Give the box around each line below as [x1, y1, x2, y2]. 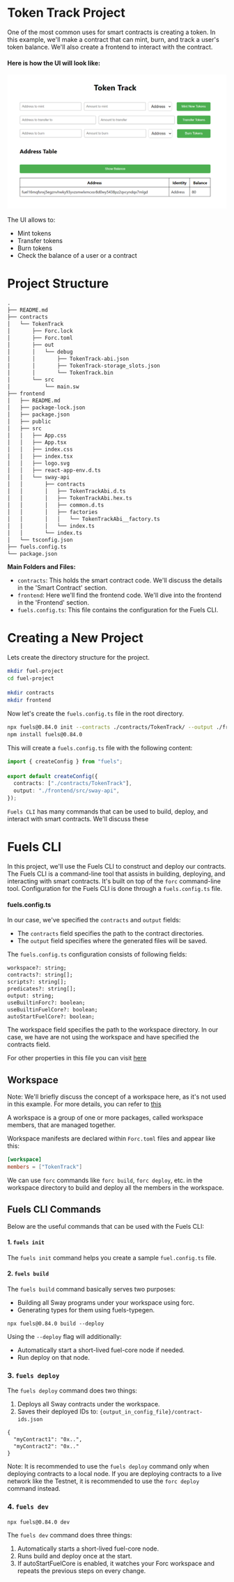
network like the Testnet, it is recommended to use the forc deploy [7, 1477, 200, 1485]
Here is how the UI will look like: [7, 59, 101, 67]
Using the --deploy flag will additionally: [7, 1332, 122, 1340]
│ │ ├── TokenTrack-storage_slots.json [7, 362, 160, 369]
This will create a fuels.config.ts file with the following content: [7, 743, 193, 752]
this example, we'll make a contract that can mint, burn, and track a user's [7, 35, 219, 43]
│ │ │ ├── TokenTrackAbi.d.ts [7, 488, 127, 495]
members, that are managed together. [7, 1120, 116, 1129]
